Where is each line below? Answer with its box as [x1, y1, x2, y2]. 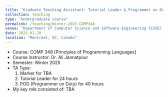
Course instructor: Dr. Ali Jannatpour [12, 54, 88, 60]
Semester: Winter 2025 [12, 59, 61, 65]
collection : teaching [5, 12, 50, 17]
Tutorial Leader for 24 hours [19, 75, 78, 81]
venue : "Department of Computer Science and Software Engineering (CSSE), [5, 26, 164, 31]
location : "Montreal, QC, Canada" [5, 35, 77, 40]
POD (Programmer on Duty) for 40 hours [19, 80, 104, 86]
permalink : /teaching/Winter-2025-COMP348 [5, 21, 95, 26]
